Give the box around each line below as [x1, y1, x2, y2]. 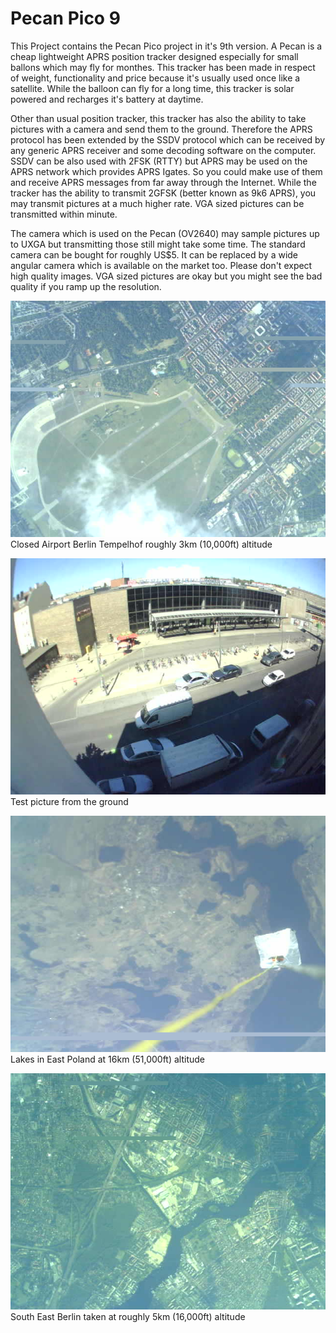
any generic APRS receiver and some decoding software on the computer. [10, 144, 317, 156]
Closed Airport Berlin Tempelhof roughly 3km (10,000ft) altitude [10, 538, 273, 550]
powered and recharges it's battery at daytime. [10, 93, 204, 105]
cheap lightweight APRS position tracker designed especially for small [10, 50, 299, 62]
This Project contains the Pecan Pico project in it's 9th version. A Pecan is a [10, 40, 323, 52]
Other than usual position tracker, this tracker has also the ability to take [10, 112, 307, 124]
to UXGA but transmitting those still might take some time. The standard [10, 238, 306, 250]
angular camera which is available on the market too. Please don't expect [10, 259, 313, 271]
